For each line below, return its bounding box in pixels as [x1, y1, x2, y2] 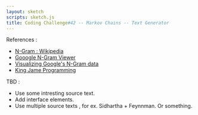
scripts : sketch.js [6, 14, 55, 20]
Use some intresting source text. [14, 90, 95, 97]
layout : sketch [6, 8, 44, 15]
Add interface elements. [14, 96, 75, 103]
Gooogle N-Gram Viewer [14, 54, 76, 61]
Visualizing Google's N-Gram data [14, 60, 99, 67]
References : [6, 36, 38, 43]
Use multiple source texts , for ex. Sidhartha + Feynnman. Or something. [14, 102, 193, 110]
